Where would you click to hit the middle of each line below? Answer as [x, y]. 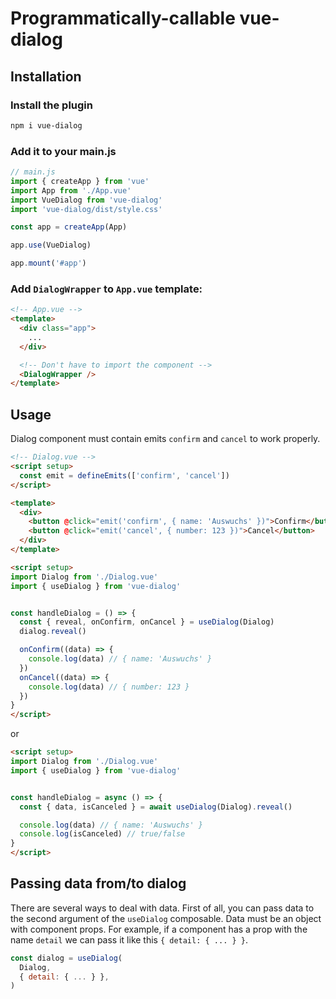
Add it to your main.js [63, 151]
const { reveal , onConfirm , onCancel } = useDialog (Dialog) [147, 622]
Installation [46, 76]
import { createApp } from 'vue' [80, 181]
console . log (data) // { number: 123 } [109, 687]
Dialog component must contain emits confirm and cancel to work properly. [165, 439]
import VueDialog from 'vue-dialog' [86, 200]
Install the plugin [51, 105]
